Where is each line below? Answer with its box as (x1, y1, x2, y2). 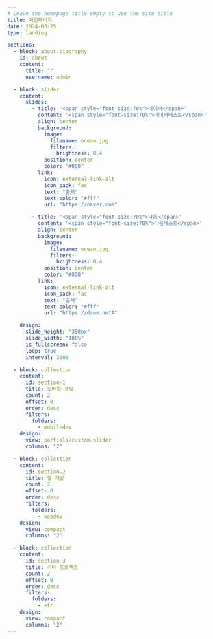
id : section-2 (25, 468, 66, 475)
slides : (25, 99, 48, 106)
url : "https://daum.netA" (43, 310, 118, 316)
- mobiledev (37, 424, 72, 431)
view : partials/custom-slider (25, 437, 112, 444)
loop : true (25, 347, 57, 354)
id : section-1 (25, 379, 66, 386)
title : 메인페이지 (7, 17, 53, 23)
